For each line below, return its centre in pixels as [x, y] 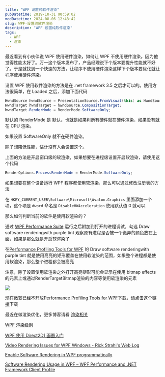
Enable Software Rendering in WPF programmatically [59, 355]
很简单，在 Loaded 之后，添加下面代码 [48, 91]
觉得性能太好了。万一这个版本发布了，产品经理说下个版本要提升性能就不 [78, 63]
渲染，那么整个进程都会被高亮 [44, 262]
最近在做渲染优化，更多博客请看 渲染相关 [47, 314]
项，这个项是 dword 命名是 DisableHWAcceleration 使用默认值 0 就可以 [75, 206]
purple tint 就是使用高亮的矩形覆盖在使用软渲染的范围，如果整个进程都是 [79, 255]
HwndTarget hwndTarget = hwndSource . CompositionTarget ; [63, 105]
